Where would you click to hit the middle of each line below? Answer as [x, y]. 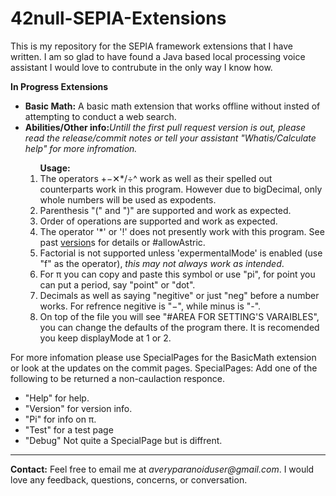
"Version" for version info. [78, 408]
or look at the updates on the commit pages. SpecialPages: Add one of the [164, 368]
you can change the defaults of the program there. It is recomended [179, 327]
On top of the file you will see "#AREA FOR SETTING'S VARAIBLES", [179, 316]
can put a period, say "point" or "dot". [117, 284]
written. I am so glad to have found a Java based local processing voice [158, 56]
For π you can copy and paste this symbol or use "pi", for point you [177, 274]
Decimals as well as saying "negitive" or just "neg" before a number [179, 295]
